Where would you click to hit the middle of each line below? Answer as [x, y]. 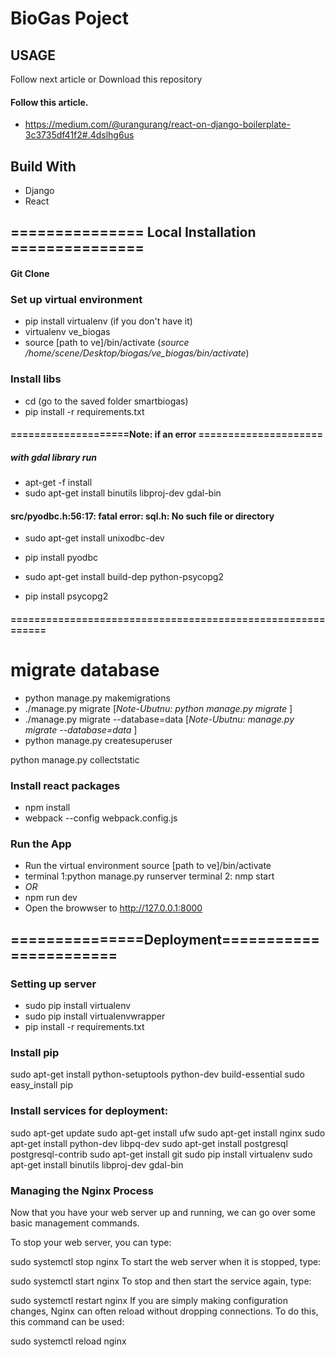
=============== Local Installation [133, 232]
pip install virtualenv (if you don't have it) [108, 321]
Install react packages [65, 785]
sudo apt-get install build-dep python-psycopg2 [124, 577]
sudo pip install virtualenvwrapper [95, 1016]
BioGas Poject [69, 18]
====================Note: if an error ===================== [167, 434]
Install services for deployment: [89, 1111]
